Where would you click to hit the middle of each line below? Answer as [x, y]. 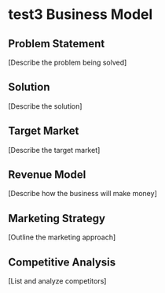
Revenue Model [47, 175]
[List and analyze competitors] [57, 281]
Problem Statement [57, 44]
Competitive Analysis [62, 262]
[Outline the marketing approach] [62, 237]
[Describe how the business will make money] [82, 194]
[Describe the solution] [45, 106]
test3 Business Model [81, 15]
